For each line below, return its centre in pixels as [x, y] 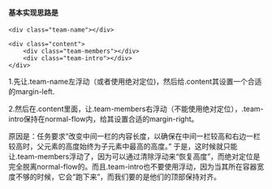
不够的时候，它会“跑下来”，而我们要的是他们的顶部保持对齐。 [118, 177]
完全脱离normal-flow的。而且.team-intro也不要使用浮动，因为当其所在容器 [133, 167]
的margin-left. [32, 92]
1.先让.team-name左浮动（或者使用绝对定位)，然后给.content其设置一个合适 [135, 82]
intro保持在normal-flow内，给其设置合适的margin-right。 [104, 119]
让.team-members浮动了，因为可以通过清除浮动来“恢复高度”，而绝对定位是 [134, 157]
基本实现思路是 [33, 12]
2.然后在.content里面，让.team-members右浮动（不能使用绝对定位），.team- [136, 109]
